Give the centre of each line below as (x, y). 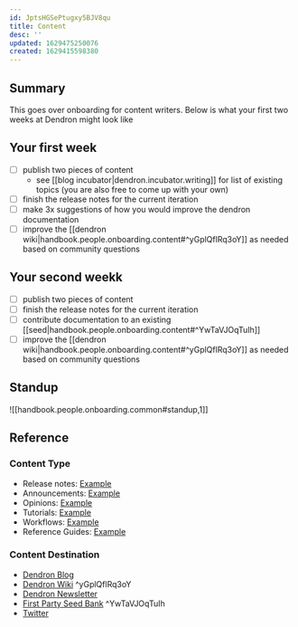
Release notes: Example (67, 483)
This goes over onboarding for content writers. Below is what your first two (149, 109)
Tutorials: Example (57, 512)
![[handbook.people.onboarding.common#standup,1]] (109, 409)
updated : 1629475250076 (54, 43)
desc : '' (26, 34)
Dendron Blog (48, 575)
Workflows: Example (61, 522)
